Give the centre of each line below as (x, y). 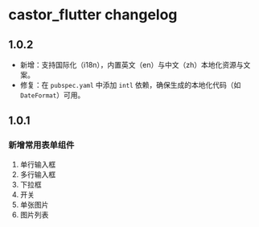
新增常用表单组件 (41, 145)
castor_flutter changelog (93, 15)
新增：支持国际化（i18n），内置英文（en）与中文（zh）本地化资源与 (132, 65)
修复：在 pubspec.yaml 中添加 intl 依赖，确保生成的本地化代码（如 (130, 85)
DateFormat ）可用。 (52, 95)
